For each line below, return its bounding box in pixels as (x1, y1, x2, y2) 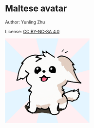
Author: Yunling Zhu (5, 19, 45, 25)
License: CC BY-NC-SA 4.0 (5, 28, 60, 34)
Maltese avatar (5, 3, 67, 14)
